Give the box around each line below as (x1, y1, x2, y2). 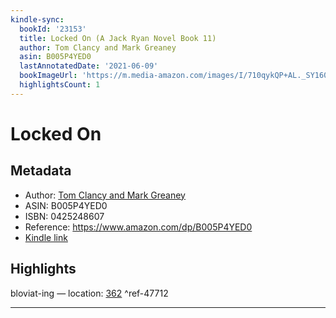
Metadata (10, 162, 72, 180)
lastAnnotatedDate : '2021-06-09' (19, 61, 159, 71)
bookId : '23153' (19, 24, 87, 34)
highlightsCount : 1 (19, 80, 101, 90)
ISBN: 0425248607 (24, 210, 105, 222)
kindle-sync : (10, 14, 65, 25)
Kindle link (24, 231, 68, 243)
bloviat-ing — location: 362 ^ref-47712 (10, 287, 169, 299)
